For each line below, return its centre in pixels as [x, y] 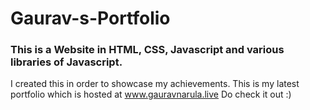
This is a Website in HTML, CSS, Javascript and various [147, 50]
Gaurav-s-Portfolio [90, 18]
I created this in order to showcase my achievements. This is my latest [155, 84]
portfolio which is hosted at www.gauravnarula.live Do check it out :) [151, 94]
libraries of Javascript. [66, 62]
